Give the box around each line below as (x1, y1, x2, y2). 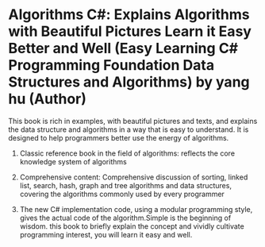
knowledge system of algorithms (19, 156, 127, 166)
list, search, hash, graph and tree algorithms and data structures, (19, 180, 232, 190)
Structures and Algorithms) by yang (8, 73, 250, 91)
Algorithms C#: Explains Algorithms (8, 6, 250, 24)
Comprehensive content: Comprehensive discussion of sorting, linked (19, 172, 248, 182)
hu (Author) (8, 90, 87, 108)
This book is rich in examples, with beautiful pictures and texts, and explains (8, 116, 258, 125)
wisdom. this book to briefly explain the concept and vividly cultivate (19, 221, 244, 231)
